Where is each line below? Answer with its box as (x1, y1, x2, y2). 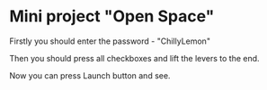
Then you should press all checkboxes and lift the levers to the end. (9, 53, 260, 63)
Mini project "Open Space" (9, 6, 215, 27)
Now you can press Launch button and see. (9, 70, 171, 81)
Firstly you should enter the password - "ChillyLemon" (9, 36, 211, 46)
